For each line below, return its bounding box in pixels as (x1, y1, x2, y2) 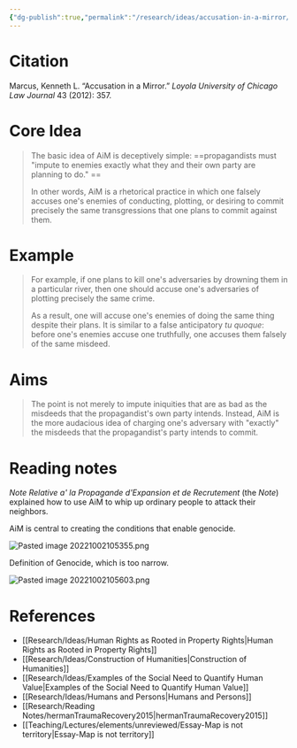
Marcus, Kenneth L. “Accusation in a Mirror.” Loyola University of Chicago (9, 81, 278, 91)
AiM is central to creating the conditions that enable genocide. (9, 523, 236, 534)
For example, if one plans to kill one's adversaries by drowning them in (30, 274, 288, 285)
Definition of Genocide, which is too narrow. (9, 558, 170, 568)
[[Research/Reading (21, 701, 95, 712)
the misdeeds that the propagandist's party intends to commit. (30, 427, 259, 438)
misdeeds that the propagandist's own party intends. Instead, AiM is (30, 408, 280, 419)
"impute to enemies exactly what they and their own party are (30, 159, 256, 170)
